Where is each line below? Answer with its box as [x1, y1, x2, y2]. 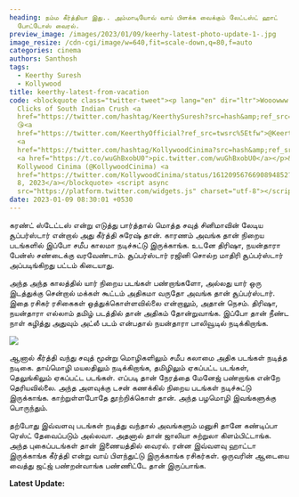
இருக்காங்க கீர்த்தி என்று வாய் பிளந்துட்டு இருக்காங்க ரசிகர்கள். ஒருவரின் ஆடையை [9, 450, 289, 460]
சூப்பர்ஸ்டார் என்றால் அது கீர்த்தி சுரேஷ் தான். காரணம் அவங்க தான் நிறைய [9, 229, 264, 240]
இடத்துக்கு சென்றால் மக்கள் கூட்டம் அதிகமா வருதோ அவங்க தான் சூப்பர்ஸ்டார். [9, 287, 276, 298]
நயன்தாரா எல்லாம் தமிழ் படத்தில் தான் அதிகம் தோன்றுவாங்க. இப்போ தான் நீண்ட [9, 307, 289, 318]
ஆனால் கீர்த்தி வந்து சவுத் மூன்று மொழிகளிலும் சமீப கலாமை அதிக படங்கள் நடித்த [9, 352, 287, 363]
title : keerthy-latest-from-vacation [9, 87, 149, 96]
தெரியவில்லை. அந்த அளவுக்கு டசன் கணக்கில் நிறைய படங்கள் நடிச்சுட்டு [9, 382, 252, 393]
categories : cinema [9, 46, 82, 55]
